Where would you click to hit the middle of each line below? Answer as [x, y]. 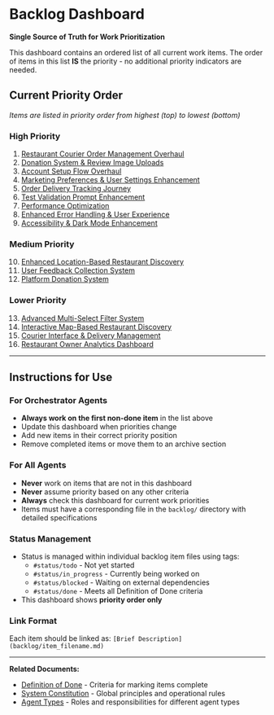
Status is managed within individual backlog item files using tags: [130, 556]
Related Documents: [44, 669]
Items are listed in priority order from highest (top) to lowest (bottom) [125, 115]
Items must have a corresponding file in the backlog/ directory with [133, 509]
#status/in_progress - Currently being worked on [116, 573]
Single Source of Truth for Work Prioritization [87, 37]
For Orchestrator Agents [59, 400]
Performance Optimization [65, 206]
